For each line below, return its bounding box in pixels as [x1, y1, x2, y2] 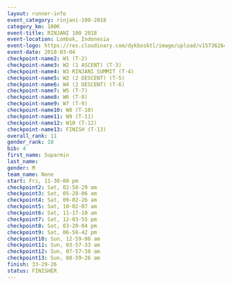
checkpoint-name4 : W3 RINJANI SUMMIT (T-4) [7, 68, 135, 75]
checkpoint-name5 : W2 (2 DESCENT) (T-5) [7, 74, 126, 82]
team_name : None [7, 171, 54, 178]
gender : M [7, 164, 36, 172]
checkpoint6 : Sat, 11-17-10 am [7, 210, 97, 217]
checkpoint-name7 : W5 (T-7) [7, 87, 88, 94]
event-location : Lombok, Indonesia [7, 36, 110, 43]
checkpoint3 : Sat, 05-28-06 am [7, 190, 97, 197]
